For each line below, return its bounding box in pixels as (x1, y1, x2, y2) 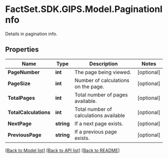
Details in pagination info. (5, 31, 57, 37)
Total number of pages (74, 91, 128, 98)
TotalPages (7, 94, 35, 101)
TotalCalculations (7, 109, 51, 116)
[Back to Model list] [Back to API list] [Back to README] (5, 147, 120, 153)
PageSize (7, 80, 31, 87)
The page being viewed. (74, 69, 131, 76)
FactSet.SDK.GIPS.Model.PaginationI (5, 4, 162, 15)
